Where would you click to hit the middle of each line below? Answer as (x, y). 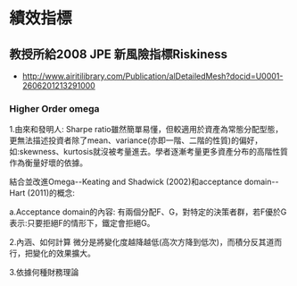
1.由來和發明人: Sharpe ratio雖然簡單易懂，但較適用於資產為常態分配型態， (146, 130)
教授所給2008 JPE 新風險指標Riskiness (119, 54)
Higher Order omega (54, 108)
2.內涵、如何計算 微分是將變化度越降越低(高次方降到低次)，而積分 (130, 242)
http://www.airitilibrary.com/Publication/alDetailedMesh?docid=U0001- (153, 76)
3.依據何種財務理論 (44, 273)
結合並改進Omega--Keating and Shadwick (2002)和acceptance (126, 182)
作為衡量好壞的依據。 (48, 163)
